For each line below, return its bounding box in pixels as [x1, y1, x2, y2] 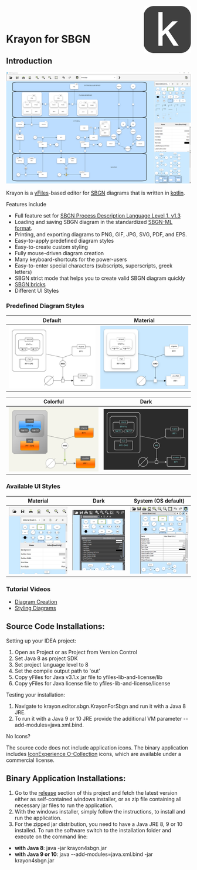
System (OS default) [134, 497, 185, 504]
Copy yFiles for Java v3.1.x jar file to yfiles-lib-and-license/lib [14, 673, 163, 681]
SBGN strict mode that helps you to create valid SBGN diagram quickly [14, 275, 186, 282]
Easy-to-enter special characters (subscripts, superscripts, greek [14, 262, 173, 269]
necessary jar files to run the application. [14, 802, 114, 809]
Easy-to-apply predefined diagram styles [14, 237, 114, 245]
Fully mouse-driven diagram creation [14, 250, 104, 257]
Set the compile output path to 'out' [14, 667, 101, 674]
